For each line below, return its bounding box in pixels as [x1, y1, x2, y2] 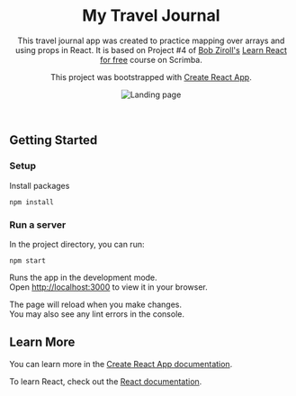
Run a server [9, 218, 67, 230]
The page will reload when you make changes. [9, 299, 183, 310]
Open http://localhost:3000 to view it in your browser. [9, 281, 209, 292]
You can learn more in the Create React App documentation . [9, 358, 233, 369]
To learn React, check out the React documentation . [9, 375, 202, 387]
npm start [9, 256, 47, 265]
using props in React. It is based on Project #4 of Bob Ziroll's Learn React [14, 44, 288, 55]
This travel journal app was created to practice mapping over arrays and [17, 35, 285, 46]
